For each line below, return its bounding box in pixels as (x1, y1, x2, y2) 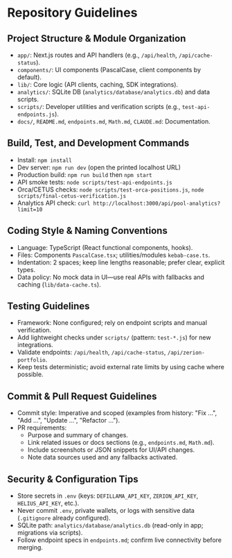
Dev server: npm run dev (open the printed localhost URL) (17, 163, 181, 171)
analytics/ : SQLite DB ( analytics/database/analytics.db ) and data (17, 88, 210, 96)
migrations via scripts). (17, 529, 83, 537)
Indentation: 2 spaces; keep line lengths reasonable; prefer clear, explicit (17, 258, 225, 267)
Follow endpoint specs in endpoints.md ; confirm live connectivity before (17, 536, 222, 544)
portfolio (17, 357, 46, 364)
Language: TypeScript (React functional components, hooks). (17, 243, 193, 251)
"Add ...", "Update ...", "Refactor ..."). (17, 416, 120, 425)
